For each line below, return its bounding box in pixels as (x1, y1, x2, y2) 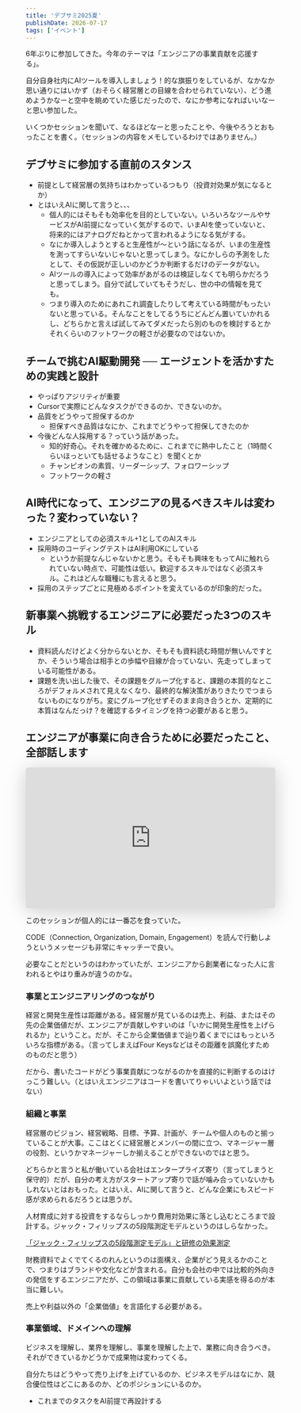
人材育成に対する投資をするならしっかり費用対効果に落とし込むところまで (25, 1211, 269, 1220)
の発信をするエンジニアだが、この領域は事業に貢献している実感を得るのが (25, 1274, 269, 1284)
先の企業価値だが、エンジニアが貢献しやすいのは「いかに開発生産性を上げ (25, 1020, 269, 1030)
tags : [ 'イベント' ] (25, 26, 86, 34)
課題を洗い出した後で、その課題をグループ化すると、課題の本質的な (36, 675, 259, 685)
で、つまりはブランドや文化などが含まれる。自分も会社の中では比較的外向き (25, 1265, 276, 1274)
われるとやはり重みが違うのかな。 (25, 968, 137, 979)
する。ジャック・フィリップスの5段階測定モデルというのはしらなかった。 (32, 1221, 272, 1231)
